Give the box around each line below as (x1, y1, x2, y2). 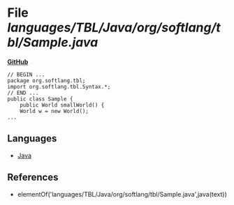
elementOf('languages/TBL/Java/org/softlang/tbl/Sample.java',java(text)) (17, 190, 227, 198)
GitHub (7, 57, 29, 66)
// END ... (7, 89, 39, 96)
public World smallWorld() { (20, 101, 105, 109)
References (7, 172, 59, 183)
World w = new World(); (20, 107, 89, 114)
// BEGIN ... (7, 71, 45, 78)
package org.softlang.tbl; (7, 77, 86, 84)
